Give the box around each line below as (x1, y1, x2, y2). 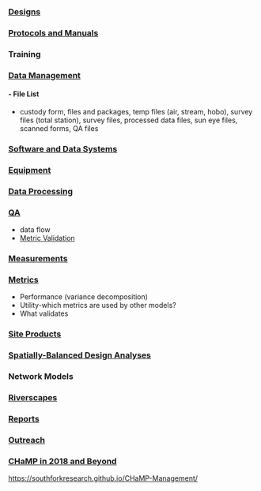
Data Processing (8, 186, 74, 197)
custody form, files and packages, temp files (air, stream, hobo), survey (19, 107, 253, 116)
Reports (8, 413, 40, 424)
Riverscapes (8, 392, 58, 403)
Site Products (8, 328, 62, 339)
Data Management (8, 69, 81, 81)
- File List (8, 89, 40, 99)
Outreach (8, 434, 46, 445)
